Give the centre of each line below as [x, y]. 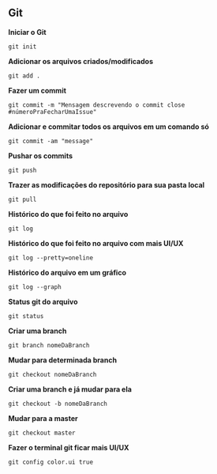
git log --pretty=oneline [51, 258]
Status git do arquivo [43, 301]
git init [22, 47]
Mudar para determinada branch [62, 360]
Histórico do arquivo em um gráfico [67, 272]
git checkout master [42, 433]
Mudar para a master [43, 418]
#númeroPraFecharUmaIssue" [52, 112]
